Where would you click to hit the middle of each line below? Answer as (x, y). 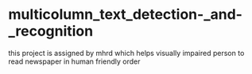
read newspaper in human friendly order (74, 61)
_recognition (51, 31)
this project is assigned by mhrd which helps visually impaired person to (126, 53)
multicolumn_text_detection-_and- (125, 15)
